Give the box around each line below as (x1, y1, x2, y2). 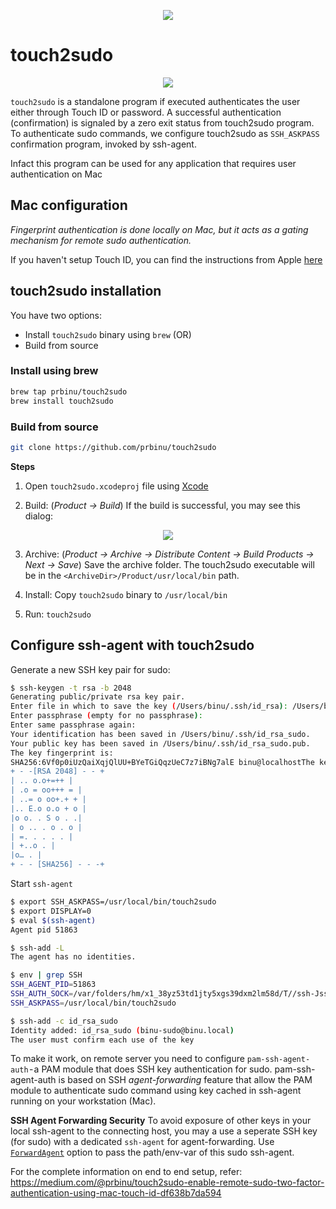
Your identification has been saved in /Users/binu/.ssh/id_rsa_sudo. (10, 729, 311, 739)
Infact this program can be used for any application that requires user (10, 157, 297, 169)
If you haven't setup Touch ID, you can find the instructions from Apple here (10, 253, 323, 265)
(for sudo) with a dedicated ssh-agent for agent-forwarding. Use (10, 1136, 275, 1148)
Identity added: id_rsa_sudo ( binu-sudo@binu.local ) (10, 1025, 235, 1035)
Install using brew (10, 364, 99, 378)
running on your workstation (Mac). (10, 1095, 157, 1107)
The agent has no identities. (10, 952, 137, 962)
